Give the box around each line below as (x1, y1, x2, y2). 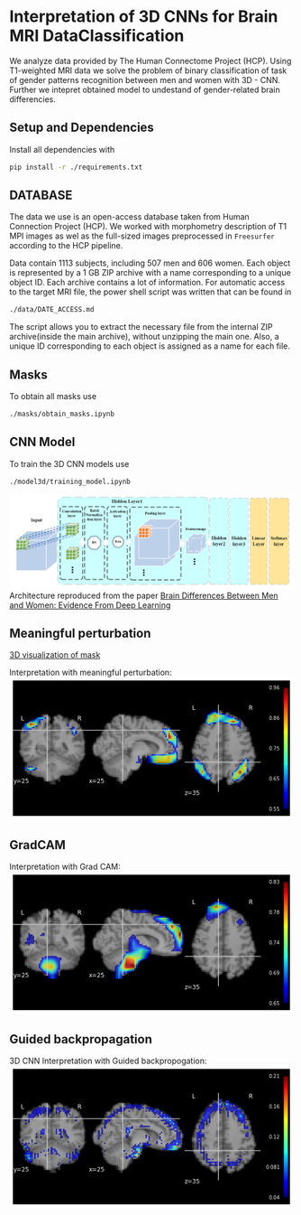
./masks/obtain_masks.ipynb (9, 409, 115, 419)
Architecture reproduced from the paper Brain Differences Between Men (9, 590, 278, 601)
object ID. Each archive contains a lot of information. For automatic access (9, 277, 286, 288)
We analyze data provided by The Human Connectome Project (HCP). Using (9, 55, 292, 66)
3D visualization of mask (9, 650, 101, 660)
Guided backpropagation (9, 1032, 153, 1047)
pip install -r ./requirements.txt (9, 163, 143, 172)
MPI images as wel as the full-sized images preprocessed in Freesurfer (9, 230, 275, 241)
